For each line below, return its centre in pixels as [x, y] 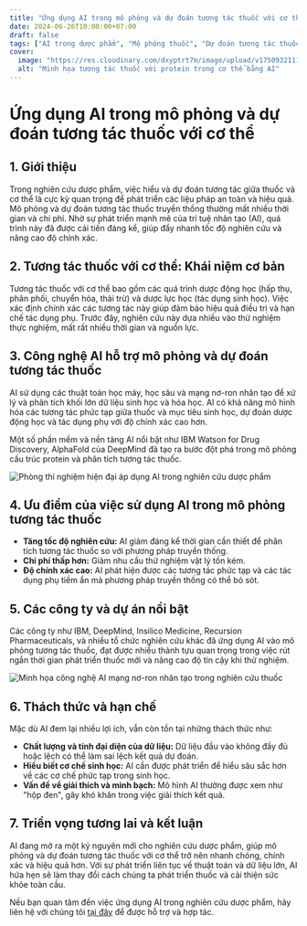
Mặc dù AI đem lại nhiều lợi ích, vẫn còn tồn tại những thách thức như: [141, 729]
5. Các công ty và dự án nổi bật [99, 609]
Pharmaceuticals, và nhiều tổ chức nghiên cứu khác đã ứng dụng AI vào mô [152, 641]
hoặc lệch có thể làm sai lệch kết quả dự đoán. [111, 756]
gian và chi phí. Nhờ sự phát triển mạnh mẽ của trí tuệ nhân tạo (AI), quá [145, 218]
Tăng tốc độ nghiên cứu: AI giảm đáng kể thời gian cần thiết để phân [153, 541]
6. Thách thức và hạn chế [83, 706]
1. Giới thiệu [43, 167]
